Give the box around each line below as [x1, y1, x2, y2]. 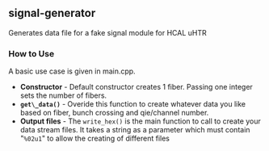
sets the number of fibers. [19, 90, 107, 100]
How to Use [8, 48, 55, 59]
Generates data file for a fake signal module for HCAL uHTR [8, 27, 208, 37]
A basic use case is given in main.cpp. [8, 66, 136, 76]
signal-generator [8, 6, 96, 20]
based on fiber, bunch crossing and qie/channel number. [19, 108, 209, 118]
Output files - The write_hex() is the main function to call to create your [19, 116, 261, 126]
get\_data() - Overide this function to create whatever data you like [19, 99, 246, 109]
